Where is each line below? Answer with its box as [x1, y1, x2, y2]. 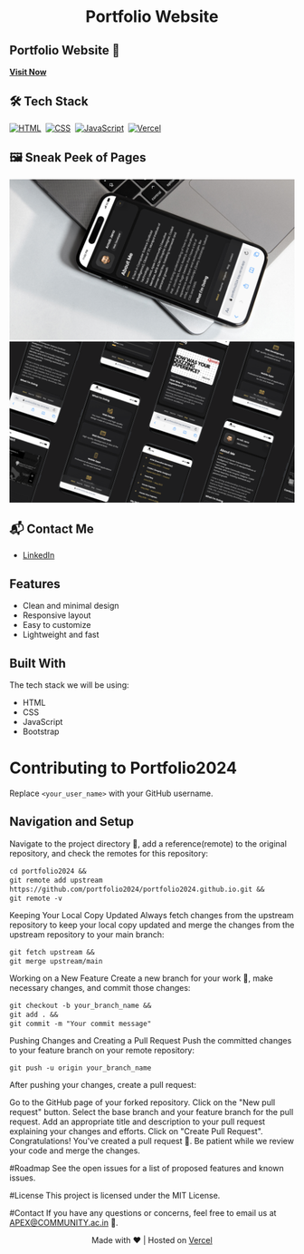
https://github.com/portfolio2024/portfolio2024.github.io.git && [9, 885, 265, 894]
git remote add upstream [9, 876, 103, 885]
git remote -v [9, 894, 63, 903]
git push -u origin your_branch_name [9, 1063, 152, 1073]
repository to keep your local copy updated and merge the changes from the [9, 919, 295, 930]
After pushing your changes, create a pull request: [9, 1079, 197, 1090]
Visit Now [9, 66, 47, 77]
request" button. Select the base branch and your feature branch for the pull [9, 1106, 294, 1117]
